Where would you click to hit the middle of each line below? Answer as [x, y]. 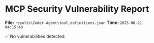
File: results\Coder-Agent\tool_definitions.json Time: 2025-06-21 [74, 22]
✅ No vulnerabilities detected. [35, 36]
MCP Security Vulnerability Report [77, 9]
